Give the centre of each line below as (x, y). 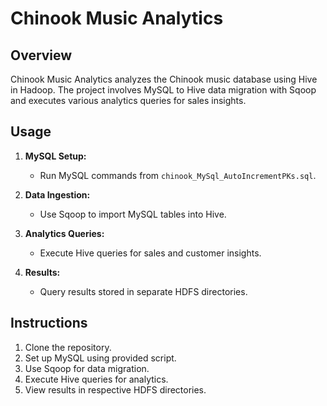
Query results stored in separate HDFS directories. (143, 291)
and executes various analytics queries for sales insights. (128, 100)
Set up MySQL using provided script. (100, 358)
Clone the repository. (68, 347)
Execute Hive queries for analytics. (96, 379)
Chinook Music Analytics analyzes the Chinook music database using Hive (164, 79)
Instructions (49, 323)
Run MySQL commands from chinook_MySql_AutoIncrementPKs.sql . (178, 175)
